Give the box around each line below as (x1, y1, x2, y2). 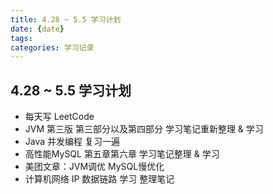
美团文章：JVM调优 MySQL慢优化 (24, 161, 165, 173)
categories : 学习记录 (10, 42, 95, 53)
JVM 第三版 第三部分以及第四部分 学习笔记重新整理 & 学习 (24, 123, 264, 135)
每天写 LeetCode (24, 111, 95, 123)
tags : (10, 33, 33, 43)
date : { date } (10, 24, 65, 34)
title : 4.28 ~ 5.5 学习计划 (10, 14, 122, 25)
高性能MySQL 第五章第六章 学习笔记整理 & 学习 (24, 148, 220, 160)
